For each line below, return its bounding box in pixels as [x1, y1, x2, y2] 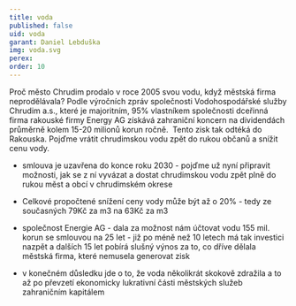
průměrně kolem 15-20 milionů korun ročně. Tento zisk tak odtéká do [9, 124, 262, 134]
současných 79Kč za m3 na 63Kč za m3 [21, 205, 169, 216]
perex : [9, 54, 34, 63]
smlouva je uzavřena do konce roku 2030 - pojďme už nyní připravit [21, 160, 271, 171]
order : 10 [9, 63, 46, 72]
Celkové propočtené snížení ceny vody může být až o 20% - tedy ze [21, 195, 272, 206]
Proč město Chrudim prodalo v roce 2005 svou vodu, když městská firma [9, 86, 277, 97]
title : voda [9, 12, 53, 22]
